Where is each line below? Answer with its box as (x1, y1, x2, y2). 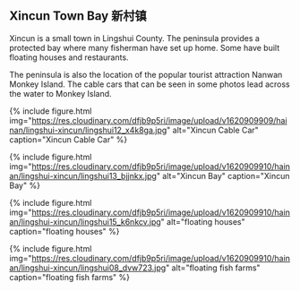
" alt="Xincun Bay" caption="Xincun (156, 170, 290, 181)
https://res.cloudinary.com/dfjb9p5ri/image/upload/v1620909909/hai (31, 115, 288, 125)
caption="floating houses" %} (9, 226, 120, 236)
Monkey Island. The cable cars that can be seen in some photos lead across (9, 79, 290, 90)
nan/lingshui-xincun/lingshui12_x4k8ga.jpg (9, 124, 167, 135)
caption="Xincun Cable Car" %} (9, 133, 128, 145)
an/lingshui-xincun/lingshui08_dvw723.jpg (9, 262, 167, 273)
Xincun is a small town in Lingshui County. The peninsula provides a (9, 32, 260, 43)
